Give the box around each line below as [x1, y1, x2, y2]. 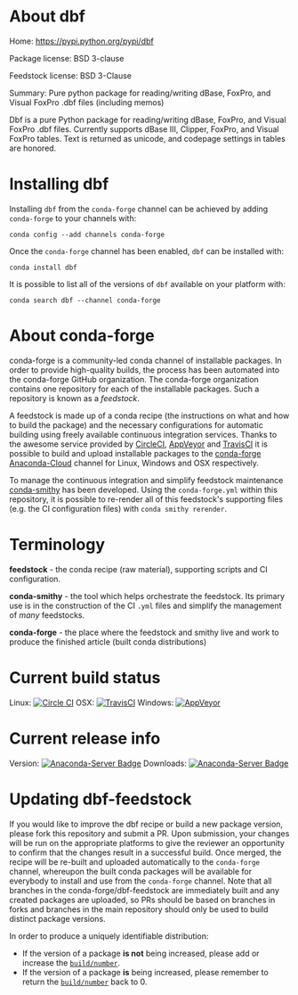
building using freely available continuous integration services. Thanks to [9, 429, 278, 440]
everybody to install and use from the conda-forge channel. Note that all [9, 876, 272, 886]
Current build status [9, 667, 161, 687]
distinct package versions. [9, 913, 106, 924]
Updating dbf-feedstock [9, 789, 192, 809]
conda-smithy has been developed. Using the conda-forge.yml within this [9, 484, 278, 495]
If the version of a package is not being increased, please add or [21, 948, 260, 958]
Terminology [9, 535, 105, 555]
